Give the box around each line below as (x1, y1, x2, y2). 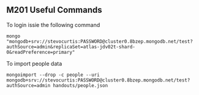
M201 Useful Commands (6, 5, 102, 15)
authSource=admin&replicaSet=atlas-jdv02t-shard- (6, 44, 136, 50)
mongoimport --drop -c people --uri (6, 72, 100, 78)
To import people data (6, 59, 62, 67)
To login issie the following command (6, 21, 100, 28)
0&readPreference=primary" (6, 49, 75, 55)
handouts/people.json (53, 82, 108, 88)
